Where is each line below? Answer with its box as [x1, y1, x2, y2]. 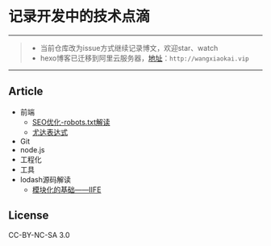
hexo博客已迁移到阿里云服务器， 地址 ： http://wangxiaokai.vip [40, 53, 249, 63]
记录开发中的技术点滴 [8, 7, 151, 26]
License [8, 209, 49, 223]
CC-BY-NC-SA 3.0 [8, 230, 70, 240]
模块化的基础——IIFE [31, 185, 102, 194]
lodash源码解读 [19, 174, 71, 184]
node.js [19, 144, 46, 154]
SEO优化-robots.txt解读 [31, 117, 110, 127]
